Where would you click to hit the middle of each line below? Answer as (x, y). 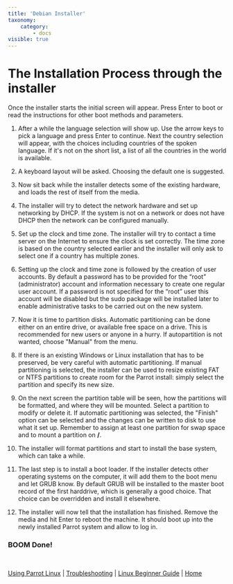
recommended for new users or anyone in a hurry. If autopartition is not (120, 334)
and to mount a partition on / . (60, 435)
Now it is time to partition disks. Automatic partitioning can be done (114, 320)
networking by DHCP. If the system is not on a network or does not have (121, 213)
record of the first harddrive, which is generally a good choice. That (114, 491)
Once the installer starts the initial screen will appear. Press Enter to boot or (115, 108)
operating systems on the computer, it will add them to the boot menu (117, 476)
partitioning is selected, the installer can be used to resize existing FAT (119, 370)
